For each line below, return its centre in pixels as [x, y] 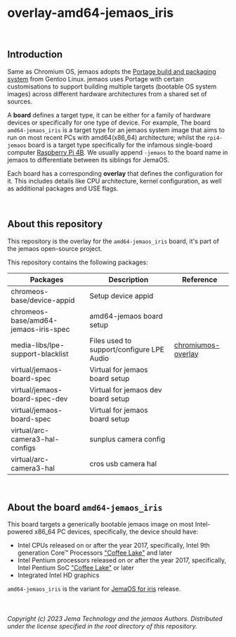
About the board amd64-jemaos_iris [85, 507]
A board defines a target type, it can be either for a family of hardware [109, 115]
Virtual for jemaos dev [126, 390]
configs [24, 448]
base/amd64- [34, 320]
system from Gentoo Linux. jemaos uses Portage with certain [96, 79]
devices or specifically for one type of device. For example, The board [109, 122]
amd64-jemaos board [126, 316]
